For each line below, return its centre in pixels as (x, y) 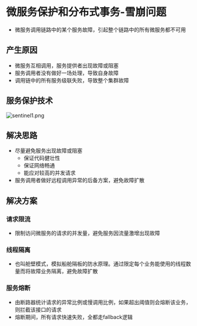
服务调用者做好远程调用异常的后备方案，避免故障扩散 (80, 180)
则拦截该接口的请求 (38, 309)
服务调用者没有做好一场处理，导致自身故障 (67, 73)
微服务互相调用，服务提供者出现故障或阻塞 (67, 65)
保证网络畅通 (39, 166)
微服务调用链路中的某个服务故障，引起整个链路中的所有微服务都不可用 (100, 30)
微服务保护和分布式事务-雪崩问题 (86, 12)
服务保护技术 (30, 101)
